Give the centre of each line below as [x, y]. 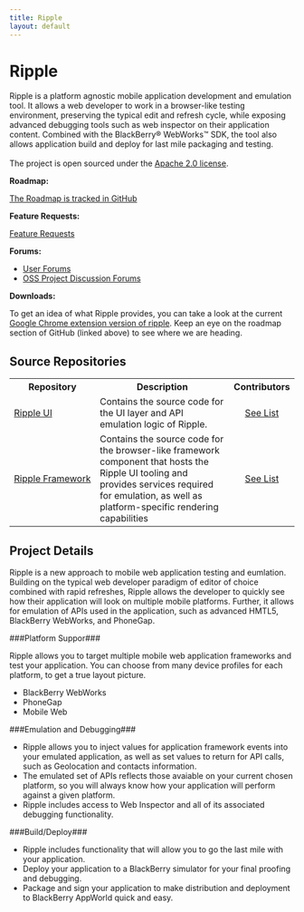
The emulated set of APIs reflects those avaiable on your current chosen [157, 776]
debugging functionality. [68, 815]
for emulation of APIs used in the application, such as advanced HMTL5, [144, 611]
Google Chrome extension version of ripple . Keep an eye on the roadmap [146, 324]
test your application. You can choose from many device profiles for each [146, 665]
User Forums [47, 269]
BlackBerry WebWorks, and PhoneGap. [82, 621]
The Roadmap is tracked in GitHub [73, 199]
